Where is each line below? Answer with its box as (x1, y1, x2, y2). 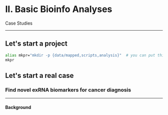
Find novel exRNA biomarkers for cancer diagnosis (5, 86, 131, 93)
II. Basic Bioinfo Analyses (5, 4, 112, 15)
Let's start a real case (5, 71, 74, 80)
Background (5, 104, 31, 110)
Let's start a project (5, 39, 67, 48)
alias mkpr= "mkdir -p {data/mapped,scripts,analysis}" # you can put (5, 53, 155, 58)
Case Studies (5, 20, 32, 26)
